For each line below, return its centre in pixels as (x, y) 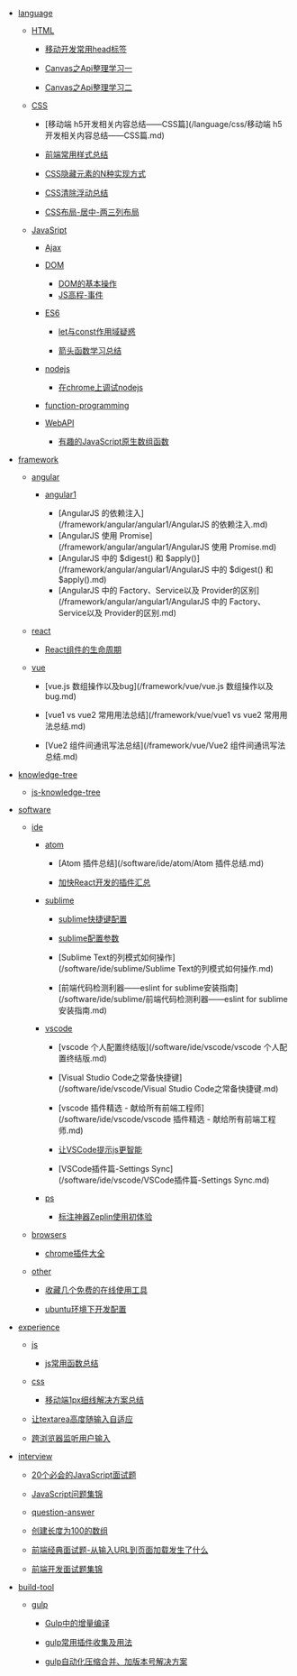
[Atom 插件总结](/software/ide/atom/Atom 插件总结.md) (161, 863)
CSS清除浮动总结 (76, 193)
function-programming (87, 405)
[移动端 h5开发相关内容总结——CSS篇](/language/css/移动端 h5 (163, 124)
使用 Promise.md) (244, 547)
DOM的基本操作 (87, 284)
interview (35, 1456)
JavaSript (49, 230)
